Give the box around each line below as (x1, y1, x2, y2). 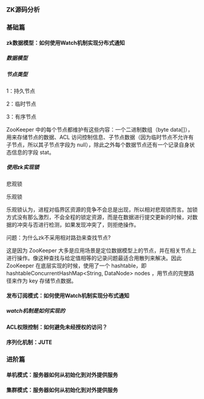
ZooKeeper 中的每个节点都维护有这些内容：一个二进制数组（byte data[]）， (6, 126, 193, 133)
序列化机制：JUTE (6, 338, 53, 346)
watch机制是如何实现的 (6, 307, 66, 314)
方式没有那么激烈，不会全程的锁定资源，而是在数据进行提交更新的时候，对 (6, 213, 192, 221)
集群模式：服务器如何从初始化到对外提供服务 (6, 386, 118, 394)
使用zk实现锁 (6, 164, 39, 171)
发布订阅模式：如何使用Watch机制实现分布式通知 (6, 292, 129, 300)
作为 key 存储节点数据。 (16, 277, 77, 284)
